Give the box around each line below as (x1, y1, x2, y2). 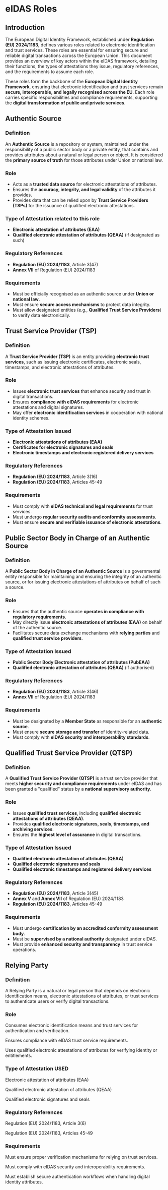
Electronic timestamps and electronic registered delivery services (12, 450, 154, 456)
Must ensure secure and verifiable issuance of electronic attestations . (12, 519, 162, 525)
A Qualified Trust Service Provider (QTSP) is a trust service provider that (5, 775, 158, 782)
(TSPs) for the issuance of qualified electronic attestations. (12, 202, 135, 208)
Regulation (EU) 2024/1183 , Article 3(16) (12, 473, 98, 480)
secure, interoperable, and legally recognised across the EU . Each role (5, 89, 155, 95)
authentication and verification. (5, 1028, 70, 1034)
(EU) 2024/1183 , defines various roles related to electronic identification (5, 42, 155, 48)
